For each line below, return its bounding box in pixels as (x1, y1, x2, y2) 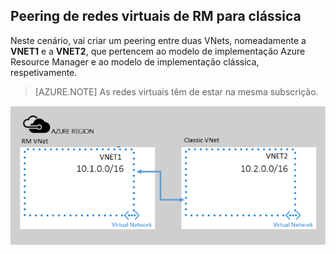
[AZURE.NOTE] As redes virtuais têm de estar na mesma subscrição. (34, 85, 319, 98)
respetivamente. (10, 66, 78, 78)
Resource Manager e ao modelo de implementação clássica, (10, 55, 260, 68)
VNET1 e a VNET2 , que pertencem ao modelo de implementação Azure (10, 45, 306, 57)
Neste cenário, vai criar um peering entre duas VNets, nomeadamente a (10, 34, 307, 46)
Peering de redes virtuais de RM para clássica (10, 8, 302, 25)
